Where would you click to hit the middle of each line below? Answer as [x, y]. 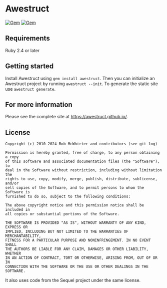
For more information [39, 104]
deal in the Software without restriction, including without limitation [84, 170]
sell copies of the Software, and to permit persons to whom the [74, 188]
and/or [12, 183]
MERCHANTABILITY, [23, 236]
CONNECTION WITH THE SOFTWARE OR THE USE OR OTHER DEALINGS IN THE [77, 267]
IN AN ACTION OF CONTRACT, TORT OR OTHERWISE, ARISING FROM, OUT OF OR [81, 258]
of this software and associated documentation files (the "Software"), [82, 162]
